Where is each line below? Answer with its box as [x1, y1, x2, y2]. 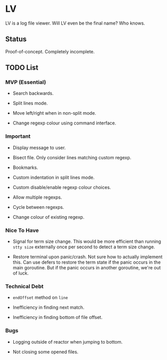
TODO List [5, 63, 38, 72]
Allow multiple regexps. [12, 194, 62, 200]
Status [5, 35, 27, 44]
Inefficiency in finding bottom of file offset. [12, 314, 103, 321]
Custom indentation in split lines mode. [12, 174, 95, 180]
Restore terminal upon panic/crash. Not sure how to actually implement [12, 254, 162, 260]
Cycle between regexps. [12, 204, 64, 210]
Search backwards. [12, 90, 54, 96]
